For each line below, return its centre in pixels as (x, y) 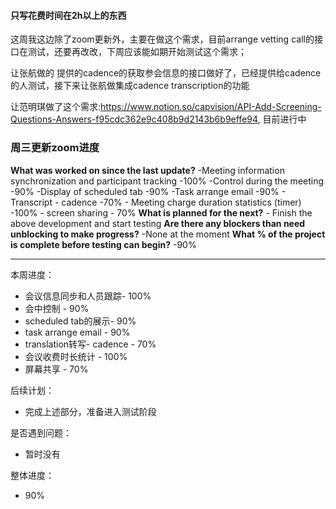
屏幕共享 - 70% (56, 369)
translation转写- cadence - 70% (90, 344)
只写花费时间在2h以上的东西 (68, 15)
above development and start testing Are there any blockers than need (158, 223)
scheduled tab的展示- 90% (80, 321)
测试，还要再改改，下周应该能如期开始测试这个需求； (137, 52)
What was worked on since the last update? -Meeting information (147, 170)
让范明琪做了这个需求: (56, 107)
